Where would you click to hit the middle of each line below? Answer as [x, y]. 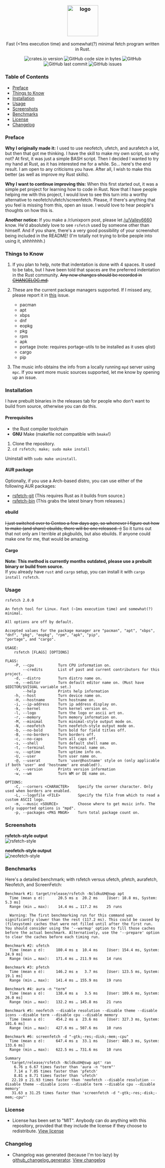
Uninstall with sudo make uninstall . [41, 458]
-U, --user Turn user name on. [56, 756]
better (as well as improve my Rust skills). [47, 174]
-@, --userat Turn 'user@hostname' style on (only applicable [87, 761]
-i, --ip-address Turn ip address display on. [66, 704]
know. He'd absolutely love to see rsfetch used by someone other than [77, 225]
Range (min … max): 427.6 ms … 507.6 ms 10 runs [66, 1028]
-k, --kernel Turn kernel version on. [62, 709]
